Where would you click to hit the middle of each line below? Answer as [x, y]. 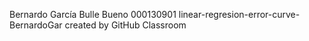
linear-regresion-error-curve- [239, 14]
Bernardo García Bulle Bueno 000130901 [93, 14]
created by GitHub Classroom [125, 25]
